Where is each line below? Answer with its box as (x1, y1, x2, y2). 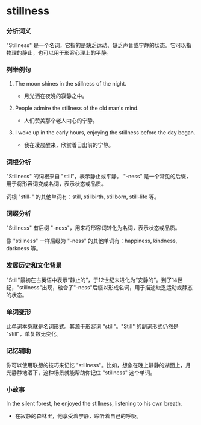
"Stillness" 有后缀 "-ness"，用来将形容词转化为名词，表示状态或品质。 (6, 224, 181, 231)
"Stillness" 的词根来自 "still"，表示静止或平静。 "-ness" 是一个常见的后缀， (6, 173, 191, 180)
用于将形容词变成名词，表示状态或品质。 (6, 180, 107, 187)
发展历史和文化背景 (6, 261, 62, 269)
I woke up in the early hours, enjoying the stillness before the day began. (14, 128, 196, 136)
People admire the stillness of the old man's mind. (14, 104, 139, 112)
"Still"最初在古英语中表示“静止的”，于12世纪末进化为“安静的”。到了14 (6, 276, 178, 283)
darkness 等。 (6, 245, 42, 252)
